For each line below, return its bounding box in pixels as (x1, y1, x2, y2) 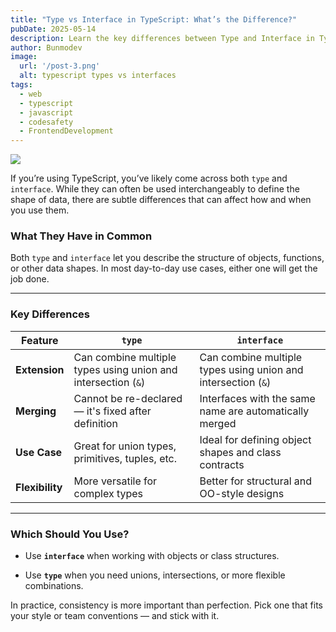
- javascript (19, 107, 74, 118)
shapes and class (199, 445, 282, 459)
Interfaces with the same (199, 391, 316, 405)
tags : (10, 80, 33, 90)
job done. (10, 273, 50, 285)
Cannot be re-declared (73, 391, 183, 405)
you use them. (10, 204, 70, 216)
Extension (15, 362, 65, 376)
